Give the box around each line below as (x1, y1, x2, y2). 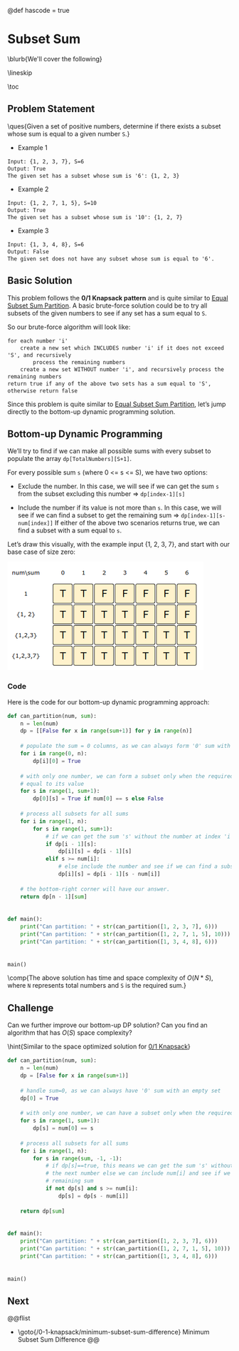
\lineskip (7, 68, 33, 77)
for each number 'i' (7, 337, 69, 345)
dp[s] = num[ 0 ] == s (33, 1125, 94, 1132)
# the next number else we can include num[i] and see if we (45, 1170, 231, 1177)
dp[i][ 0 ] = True (33, 757, 81, 764)
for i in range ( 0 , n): (20, 750, 87, 757)
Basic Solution (7, 275, 73, 287)
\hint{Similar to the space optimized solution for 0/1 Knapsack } (7, 1042, 191, 1051)
